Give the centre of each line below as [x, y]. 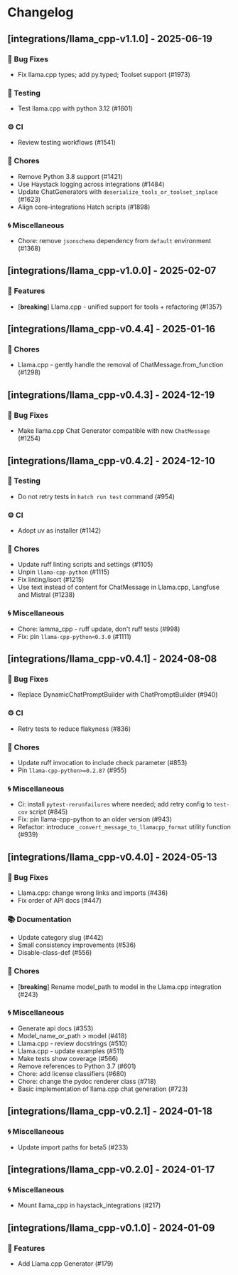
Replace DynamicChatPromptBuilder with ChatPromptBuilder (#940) [118, 695]
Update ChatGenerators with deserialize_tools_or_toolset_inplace [118, 191]
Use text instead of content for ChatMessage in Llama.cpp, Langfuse [119, 587]
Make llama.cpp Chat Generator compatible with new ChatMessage [114, 431]
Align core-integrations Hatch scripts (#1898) [84, 207]
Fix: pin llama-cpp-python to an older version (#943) [95, 819]
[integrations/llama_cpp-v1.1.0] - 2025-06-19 [110, 39]
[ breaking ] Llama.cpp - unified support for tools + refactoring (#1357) [120, 307]
